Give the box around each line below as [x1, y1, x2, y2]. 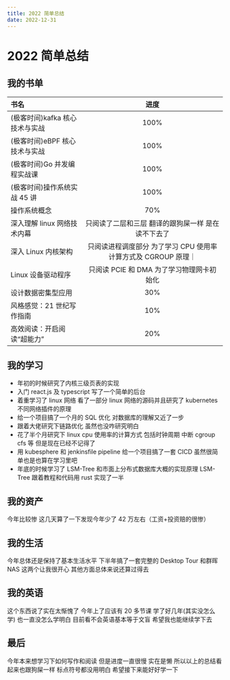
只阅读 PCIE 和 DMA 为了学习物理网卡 [88, 265, 210, 274]
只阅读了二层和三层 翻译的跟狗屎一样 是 [85, 218, 213, 228]
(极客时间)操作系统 [10, 183, 71, 192]
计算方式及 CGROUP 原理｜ [108, 252, 196, 261]
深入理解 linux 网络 [10, 218, 71, 228]
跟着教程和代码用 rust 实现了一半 [31, 473, 125, 482]
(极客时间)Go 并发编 [10, 159, 75, 169]
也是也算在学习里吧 [23, 456, 77, 465]
